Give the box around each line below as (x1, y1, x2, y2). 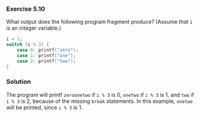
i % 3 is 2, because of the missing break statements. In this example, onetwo (6, 97, 193, 105)
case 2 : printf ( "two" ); (17, 58, 76, 64)
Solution (6, 78, 32, 86)
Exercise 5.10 (6, 5, 45, 13)
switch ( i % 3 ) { (6, 42, 50, 48)
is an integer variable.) (6, 24, 61, 31)
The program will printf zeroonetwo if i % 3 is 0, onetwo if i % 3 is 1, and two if (6, 91, 195, 98)
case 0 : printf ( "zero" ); (17, 47, 79, 53)
